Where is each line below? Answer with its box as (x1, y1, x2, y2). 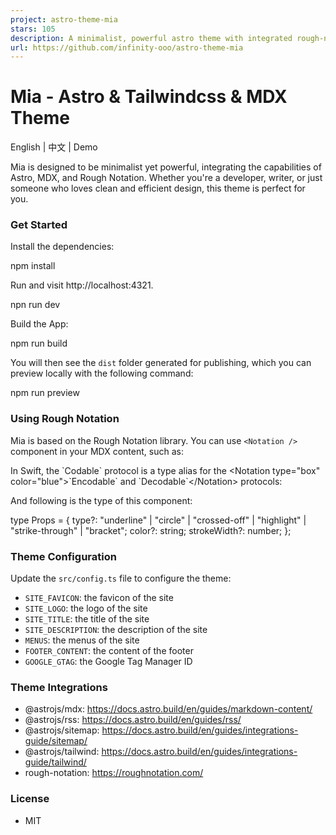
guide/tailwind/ (24, 756, 87, 768)
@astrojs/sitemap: (24, 724, 100, 736)
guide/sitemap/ (24, 735, 88, 747)
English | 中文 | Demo (10, 141, 98, 153)
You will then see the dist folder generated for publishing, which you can (10, 357, 312, 369)
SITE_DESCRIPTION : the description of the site (24, 624, 208, 636)
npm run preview (10, 387, 80, 399)
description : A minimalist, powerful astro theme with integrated (10, 33, 293, 43)
